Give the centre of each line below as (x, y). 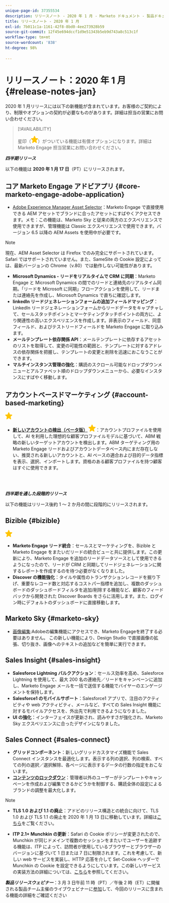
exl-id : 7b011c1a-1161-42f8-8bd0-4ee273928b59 (55, 27)
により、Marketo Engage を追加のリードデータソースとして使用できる (89, 558)
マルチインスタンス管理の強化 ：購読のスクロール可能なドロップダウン (85, 365)
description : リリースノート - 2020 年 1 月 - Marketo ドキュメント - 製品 (80, 16)
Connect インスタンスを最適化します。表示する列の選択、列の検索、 (83, 759)
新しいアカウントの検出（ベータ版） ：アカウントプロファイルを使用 (87, 430)
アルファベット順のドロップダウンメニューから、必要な (87, 371)
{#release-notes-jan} (51, 91)
